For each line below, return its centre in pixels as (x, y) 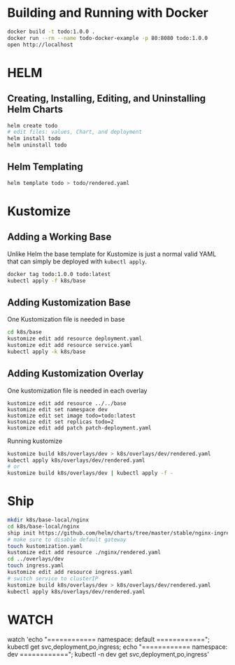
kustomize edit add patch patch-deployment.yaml (79, 428)
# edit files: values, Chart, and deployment (74, 132)
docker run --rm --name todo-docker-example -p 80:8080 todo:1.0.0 (108, 38)
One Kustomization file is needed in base (66, 320)
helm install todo (34, 139)
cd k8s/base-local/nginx (43, 526)
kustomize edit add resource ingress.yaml (70, 573)
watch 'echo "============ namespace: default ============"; (108, 639)
